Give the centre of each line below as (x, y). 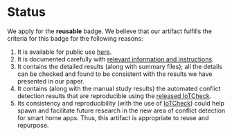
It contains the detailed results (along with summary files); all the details (120, 66)
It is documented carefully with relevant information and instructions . (115, 59)
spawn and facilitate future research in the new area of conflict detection (121, 110)
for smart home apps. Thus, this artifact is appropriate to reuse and (113, 117)
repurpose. (33, 125)
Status (27, 12)
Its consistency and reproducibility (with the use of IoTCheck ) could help (121, 103)
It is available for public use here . (64, 52)
